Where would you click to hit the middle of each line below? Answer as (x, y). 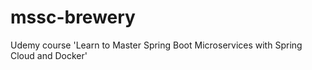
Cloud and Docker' (49, 55)
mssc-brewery (73, 17)
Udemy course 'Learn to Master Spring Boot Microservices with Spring (156, 45)
